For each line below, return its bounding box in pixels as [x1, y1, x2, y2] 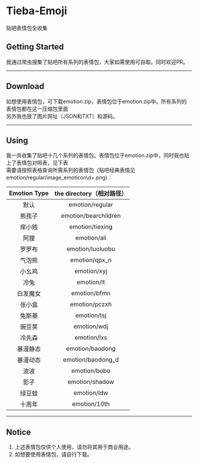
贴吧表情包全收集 [6, 24, 48, 31]
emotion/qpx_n [70, 256, 112, 264]
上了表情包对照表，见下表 [6, 159, 68, 167]
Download [6, 81, 44, 92]
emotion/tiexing [69, 223, 113, 231]
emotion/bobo [71, 367, 111, 375]
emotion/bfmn [71, 289, 111, 298]
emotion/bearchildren [61, 211, 121, 220]
